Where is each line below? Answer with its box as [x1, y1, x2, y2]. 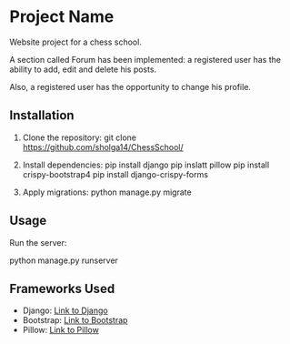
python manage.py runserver [9, 255, 118, 266]
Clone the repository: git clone [22, 132, 136, 143]
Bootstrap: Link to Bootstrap [22, 315, 128, 326]
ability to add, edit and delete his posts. [9, 64, 157, 75]
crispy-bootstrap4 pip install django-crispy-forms [22, 168, 209, 179]
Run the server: [9, 237, 67, 248]
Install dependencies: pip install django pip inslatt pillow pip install [22, 159, 270, 170]
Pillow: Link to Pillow [22, 325, 100, 336]
